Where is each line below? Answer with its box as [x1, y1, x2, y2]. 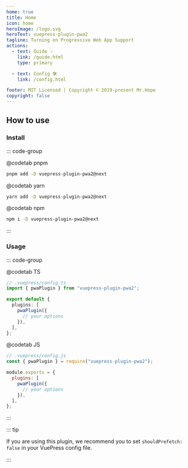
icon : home [6, 20, 34, 26]
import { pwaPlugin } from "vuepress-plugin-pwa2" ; [6, 285, 139, 291]
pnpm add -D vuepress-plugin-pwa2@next [6, 171, 107, 177]
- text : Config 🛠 [12, 70, 58, 76]
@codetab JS [6, 341, 41, 348]
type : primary [17, 59, 53, 66]
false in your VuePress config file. [6, 444, 92, 452]
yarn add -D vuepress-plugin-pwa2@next [6, 194, 107, 200]
